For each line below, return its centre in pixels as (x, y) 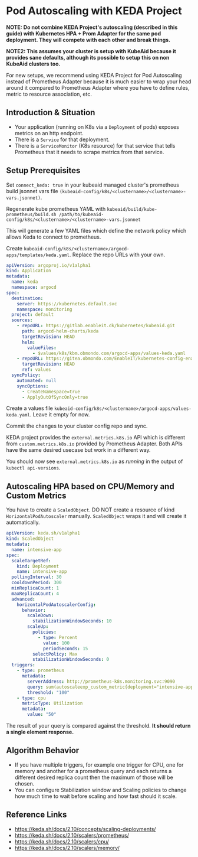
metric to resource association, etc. (49, 94)
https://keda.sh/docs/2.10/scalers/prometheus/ (72, 835)
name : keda (25, 282)
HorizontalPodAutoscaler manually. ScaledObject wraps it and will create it (96, 516)
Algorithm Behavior (43, 750)
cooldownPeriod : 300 (37, 583)
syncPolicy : (26, 375)
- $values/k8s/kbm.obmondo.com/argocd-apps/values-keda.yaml (109, 353)
